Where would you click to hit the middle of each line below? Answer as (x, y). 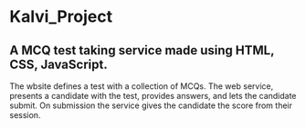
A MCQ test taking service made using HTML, (142, 50)
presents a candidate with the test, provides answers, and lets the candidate (153, 96)
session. (25, 115)
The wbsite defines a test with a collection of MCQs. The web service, (142, 86)
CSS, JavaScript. (58, 64)
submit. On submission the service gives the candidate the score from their (151, 105)
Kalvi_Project (61, 17)
